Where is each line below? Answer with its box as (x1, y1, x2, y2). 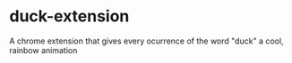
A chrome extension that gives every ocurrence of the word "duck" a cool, (9, 35, 284, 46)
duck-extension (9, 6, 130, 27)
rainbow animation (9, 44, 78, 55)
